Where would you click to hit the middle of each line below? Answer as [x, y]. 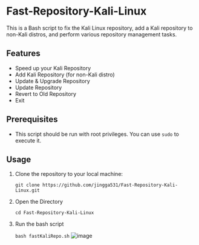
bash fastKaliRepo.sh [42, 237]
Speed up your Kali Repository [53, 68]
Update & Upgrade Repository [53, 81]
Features [23, 54]
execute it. [28, 140]
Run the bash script [39, 224]
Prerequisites [32, 119]
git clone [28, 185]
